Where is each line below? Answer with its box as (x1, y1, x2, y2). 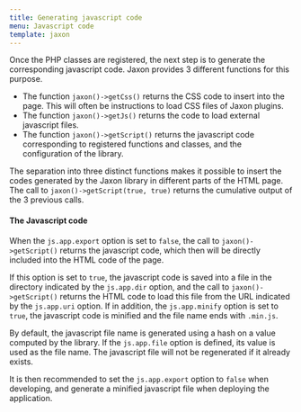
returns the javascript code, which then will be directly (59, 245, 261, 255)
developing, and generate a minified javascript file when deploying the (9, 383, 270, 394)
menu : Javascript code (9, 22, 94, 31)
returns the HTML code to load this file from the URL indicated (59, 291, 290, 301)
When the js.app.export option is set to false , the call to (9, 235, 220, 246)
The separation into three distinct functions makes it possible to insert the (9, 166, 282, 176)
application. (9, 392, 53, 403)
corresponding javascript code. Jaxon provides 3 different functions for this (9, 64, 290, 75)
